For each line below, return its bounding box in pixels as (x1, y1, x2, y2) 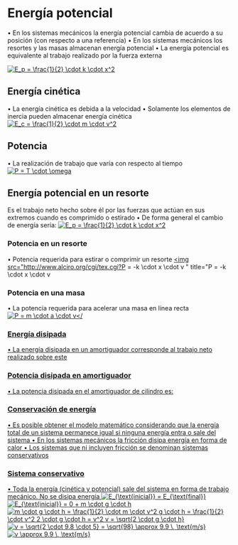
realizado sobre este (7, 353, 67, 362)
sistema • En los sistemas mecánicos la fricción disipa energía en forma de (7, 436, 227, 444)
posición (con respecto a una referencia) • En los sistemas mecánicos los (7, 36, 223, 44)
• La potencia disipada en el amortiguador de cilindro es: (7, 387, 174, 395)
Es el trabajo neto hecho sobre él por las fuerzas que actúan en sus (7, 206, 205, 215)
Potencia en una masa (7, 288, 85, 298)
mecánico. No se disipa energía (7, 492, 100, 501)
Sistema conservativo (7, 468, 85, 478)
